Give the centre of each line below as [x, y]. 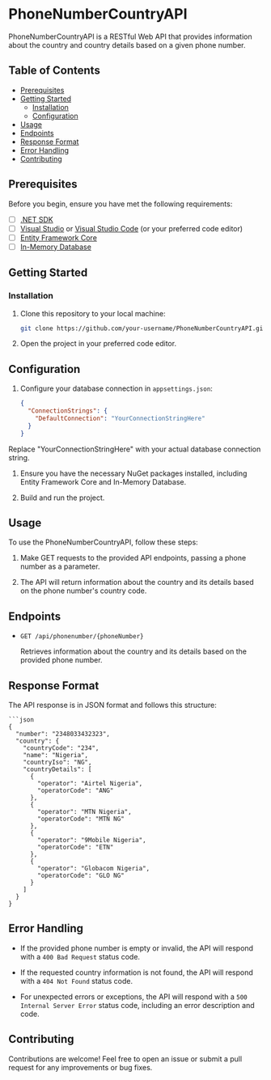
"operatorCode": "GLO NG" [81, 875]
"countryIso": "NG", [57, 762]
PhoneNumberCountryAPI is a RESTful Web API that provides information [130, 36]
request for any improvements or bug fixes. [80, 1067]
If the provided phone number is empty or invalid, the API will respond [136, 948]
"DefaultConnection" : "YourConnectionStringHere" [120, 418]
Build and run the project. [62, 498]
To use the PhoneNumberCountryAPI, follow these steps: [103, 542]
